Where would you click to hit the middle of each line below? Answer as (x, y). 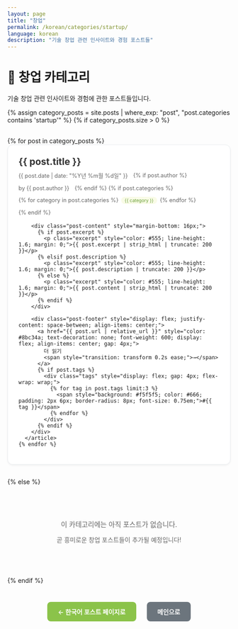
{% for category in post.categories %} (69, 200)
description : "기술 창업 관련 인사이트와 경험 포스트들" (80, 40)
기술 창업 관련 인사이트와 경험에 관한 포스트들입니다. (79, 98)
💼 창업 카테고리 (49, 78)
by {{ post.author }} (44, 188)
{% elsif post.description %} (82, 257)
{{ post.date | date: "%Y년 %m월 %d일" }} (73, 176)
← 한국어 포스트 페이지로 (92, 612)
